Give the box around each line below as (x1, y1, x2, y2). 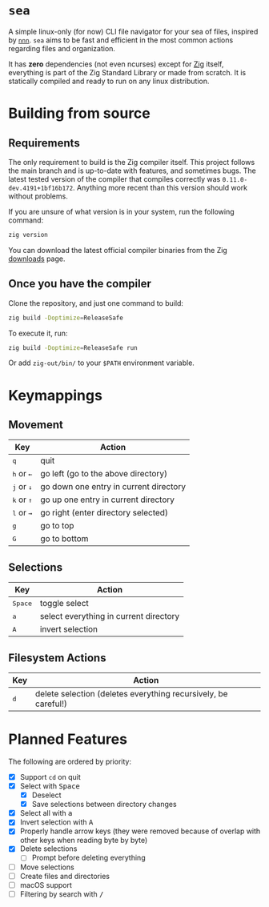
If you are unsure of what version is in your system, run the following (8, 207, 235, 216)
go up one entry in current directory (39, 494, 175, 505)
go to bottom (39, 533, 89, 544)
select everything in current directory (39, 611, 180, 622)
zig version (8, 231, 48, 239)
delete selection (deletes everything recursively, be (34, 688, 228, 699)
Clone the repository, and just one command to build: (8, 298, 184, 307)
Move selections (19, 862, 74, 872)
